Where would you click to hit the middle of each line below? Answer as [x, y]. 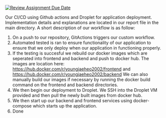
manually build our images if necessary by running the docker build [81, 80]
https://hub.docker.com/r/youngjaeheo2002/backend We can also [80, 74]
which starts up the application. [65, 106]
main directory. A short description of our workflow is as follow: [70, 28]
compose [22, 106]
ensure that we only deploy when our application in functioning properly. [87, 48]
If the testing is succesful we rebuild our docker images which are [80, 53]
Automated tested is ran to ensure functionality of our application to [82, 43]
